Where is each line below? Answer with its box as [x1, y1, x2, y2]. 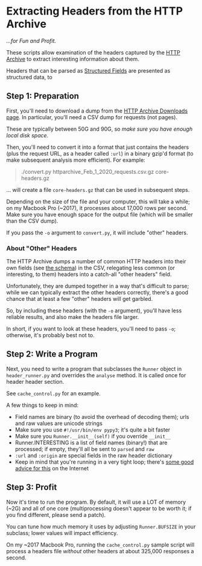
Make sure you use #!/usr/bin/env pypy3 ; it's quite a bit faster [14, 426, 171, 433]
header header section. [6, 378, 65, 385]
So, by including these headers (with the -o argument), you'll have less [6, 307, 182, 314]
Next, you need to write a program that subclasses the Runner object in [6, 365, 182, 372]
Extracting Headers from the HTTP [6, 4, 183, 18]
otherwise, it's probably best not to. [6, 332, 95, 339]
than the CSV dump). [6, 217, 58, 225]
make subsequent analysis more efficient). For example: [6, 156, 146, 163]
